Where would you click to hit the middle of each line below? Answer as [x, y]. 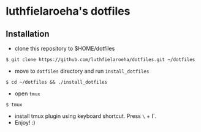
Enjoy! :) [25, 123]
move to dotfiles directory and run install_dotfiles [82, 71]
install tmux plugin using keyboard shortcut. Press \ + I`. [85, 116]
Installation [28, 34]
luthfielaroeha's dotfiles [68, 11]
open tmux [27, 94]
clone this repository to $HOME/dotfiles [65, 48]
